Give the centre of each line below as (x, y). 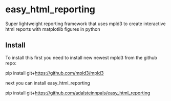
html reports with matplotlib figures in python (53, 29)
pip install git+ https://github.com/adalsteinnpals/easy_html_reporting (78, 93)
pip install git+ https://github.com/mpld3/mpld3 (55, 73)
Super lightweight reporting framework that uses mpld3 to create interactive (85, 24)
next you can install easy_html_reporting (48, 83)
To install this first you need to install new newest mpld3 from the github (81, 57)
